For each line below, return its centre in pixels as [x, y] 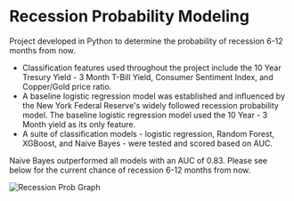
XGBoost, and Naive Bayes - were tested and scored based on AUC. [147, 143]
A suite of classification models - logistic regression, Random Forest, [148, 133]
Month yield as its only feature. [79, 124]
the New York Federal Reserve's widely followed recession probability [150, 105]
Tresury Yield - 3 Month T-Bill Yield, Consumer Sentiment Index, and [147, 76]
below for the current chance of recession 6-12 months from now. [130, 170]
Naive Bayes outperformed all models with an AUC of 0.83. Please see [139, 160]
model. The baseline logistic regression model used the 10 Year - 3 [145, 115]
